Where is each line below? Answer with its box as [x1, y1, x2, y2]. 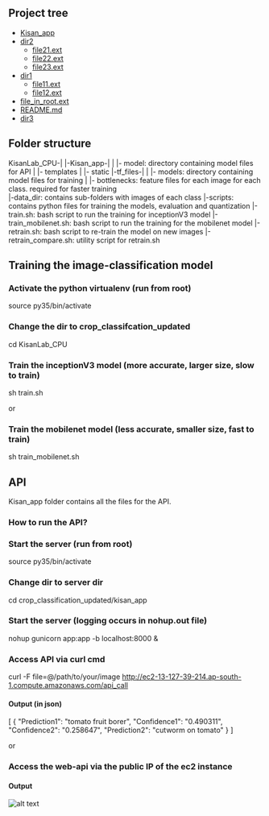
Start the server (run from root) [8, 538, 133, 549]
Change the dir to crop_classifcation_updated [8, 321, 191, 333]
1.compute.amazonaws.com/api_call [8, 681, 129, 690]
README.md [19, 105, 63, 114]
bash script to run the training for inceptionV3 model [37, 209, 211, 219]
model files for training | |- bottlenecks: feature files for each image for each [8, 175, 262, 184]
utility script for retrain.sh [76, 235, 160, 245]
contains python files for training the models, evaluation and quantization [8, 201, 250, 210]
